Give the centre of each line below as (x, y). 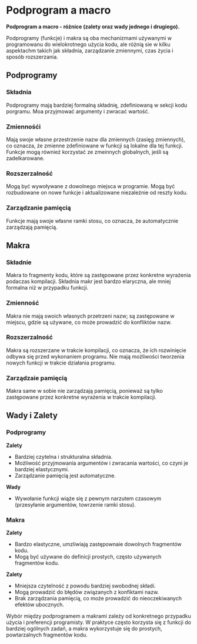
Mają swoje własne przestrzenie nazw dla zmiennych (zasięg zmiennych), (96, 139)
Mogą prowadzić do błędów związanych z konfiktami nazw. (87, 592)
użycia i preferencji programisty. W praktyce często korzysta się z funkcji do (98, 622)
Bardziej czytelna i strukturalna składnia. (64, 456)
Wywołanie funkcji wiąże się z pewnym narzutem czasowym (88, 498)
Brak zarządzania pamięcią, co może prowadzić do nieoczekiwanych (98, 599)
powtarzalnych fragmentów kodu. (47, 635)
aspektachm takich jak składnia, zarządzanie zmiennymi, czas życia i (90, 50)
